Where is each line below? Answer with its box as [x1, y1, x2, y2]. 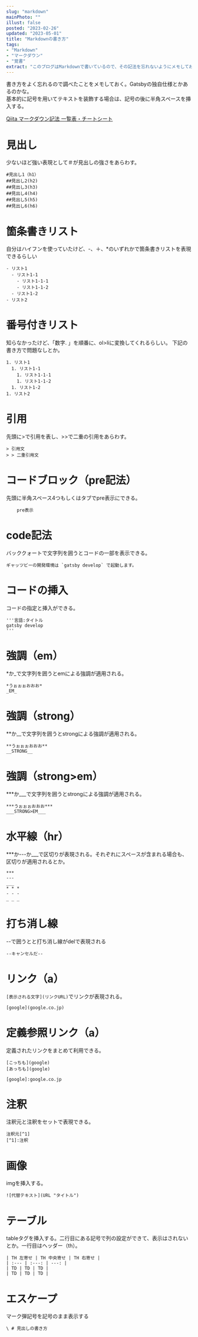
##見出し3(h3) [6, 184, 38, 190]
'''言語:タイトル [6, 617, 43, 623]
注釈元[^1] [6, 1131, 31, 1137]
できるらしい [6, 252, 37, 260]
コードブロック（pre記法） [6, 474, 137, 487]
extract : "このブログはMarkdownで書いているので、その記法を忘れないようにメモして [6, 63, 189, 70]
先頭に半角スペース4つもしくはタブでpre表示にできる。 [6, 494, 141, 501]
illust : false [6, 20, 41, 25]
